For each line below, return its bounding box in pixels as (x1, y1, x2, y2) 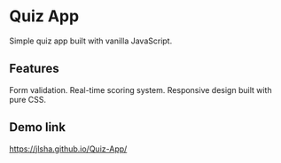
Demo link (9, 120, 66, 135)
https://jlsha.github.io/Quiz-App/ (9, 144, 128, 154)
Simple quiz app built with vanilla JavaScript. (9, 35, 173, 46)
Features (9, 61, 59, 76)
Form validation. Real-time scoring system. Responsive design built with (9, 84, 272, 95)
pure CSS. (9, 94, 47, 105)
